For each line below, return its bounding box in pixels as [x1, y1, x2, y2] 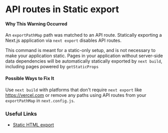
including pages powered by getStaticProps [5, 64, 99, 70]
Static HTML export [12, 121, 54, 128]
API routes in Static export [5, 4, 119, 15]
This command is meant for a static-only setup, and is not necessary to [5, 47, 156, 54]
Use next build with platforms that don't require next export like [5, 87, 142, 93]
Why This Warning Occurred [5, 20, 68, 26]
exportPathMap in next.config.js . [5, 97, 75, 103]
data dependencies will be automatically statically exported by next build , [5, 58, 162, 64]
